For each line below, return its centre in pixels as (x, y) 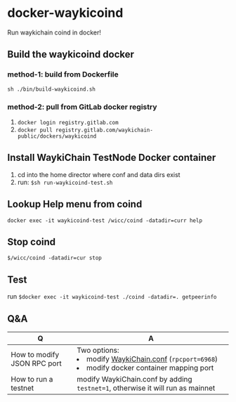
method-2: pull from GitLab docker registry (82, 107)
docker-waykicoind (65, 13)
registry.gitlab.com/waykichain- (104, 130)
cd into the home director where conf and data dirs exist (99, 174)
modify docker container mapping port (150, 368)
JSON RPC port (36, 363)
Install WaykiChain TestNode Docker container (112, 158)
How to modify (35, 354)
